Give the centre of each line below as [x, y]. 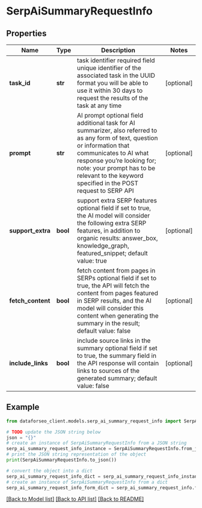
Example [23, 407]
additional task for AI [106, 123]
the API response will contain [118, 363]
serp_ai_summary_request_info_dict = [54, 476]
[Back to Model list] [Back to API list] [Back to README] [75, 499]
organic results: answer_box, [118, 238]
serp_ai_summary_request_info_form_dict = [60, 488]
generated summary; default [117, 378]
